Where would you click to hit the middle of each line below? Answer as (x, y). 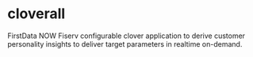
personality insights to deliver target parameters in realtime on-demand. (125, 44)
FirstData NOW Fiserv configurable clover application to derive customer (126, 36)
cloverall (36, 14)
